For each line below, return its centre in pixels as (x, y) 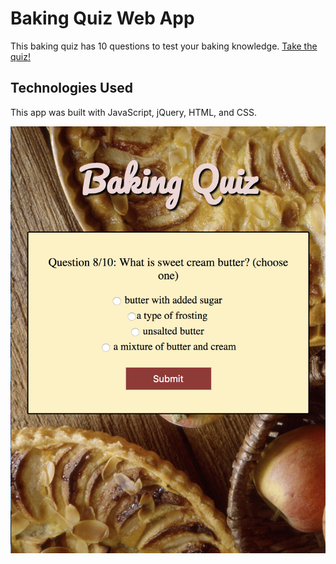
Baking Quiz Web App (102, 18)
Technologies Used (71, 88)
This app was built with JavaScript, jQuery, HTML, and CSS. (133, 112)
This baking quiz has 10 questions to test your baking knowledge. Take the (164, 46)
